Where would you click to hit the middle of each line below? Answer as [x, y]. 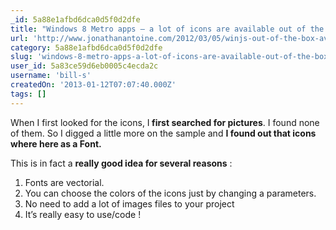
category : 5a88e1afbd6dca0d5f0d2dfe [86, 47]
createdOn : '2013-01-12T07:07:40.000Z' [93, 85]
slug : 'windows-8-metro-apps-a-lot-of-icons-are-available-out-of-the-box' [171, 57]
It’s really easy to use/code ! [83, 214]
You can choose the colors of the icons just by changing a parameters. [170, 193]
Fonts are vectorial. [64, 182]
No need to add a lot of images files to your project [129, 203]
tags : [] [28, 94]
